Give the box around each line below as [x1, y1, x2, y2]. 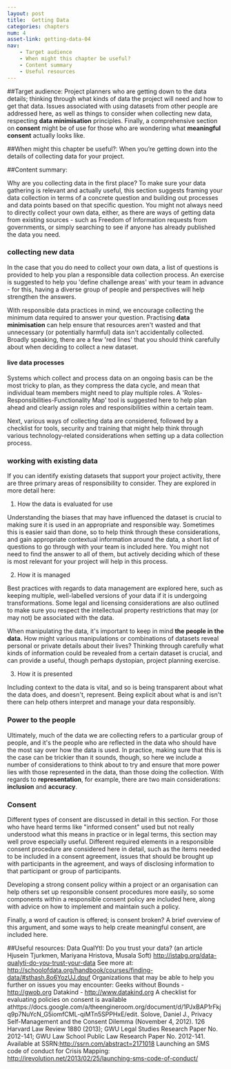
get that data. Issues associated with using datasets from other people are [7, 102, 219, 110]
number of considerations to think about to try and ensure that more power [7, 760, 221, 769]
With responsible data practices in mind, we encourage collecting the [7, 306, 205, 314]
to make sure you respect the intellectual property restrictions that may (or [7, 606, 219, 614]
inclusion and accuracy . [7, 783, 78, 791]
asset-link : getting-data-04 [7, 36, 91, 43]
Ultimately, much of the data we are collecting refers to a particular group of [7, 731, 223, 739]
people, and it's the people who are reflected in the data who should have [7, 738, 217, 747]
